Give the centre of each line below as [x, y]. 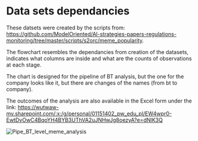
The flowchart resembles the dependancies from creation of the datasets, [97, 52]
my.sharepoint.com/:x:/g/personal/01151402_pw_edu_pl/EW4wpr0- [89, 113]
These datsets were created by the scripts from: [66, 28]
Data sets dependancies [68, 11]
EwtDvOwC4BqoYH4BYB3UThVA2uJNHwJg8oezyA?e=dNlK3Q [85, 120]
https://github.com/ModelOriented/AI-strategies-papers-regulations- [91, 34]
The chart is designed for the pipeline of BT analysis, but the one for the [95, 76]
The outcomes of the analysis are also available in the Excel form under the [99, 101]
